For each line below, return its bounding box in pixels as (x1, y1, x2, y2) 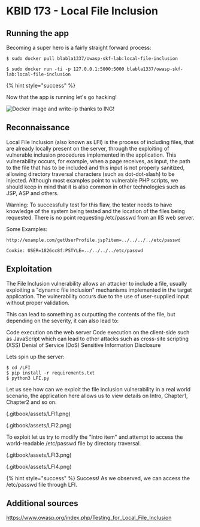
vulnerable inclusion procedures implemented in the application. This (6, 151, 177, 158)
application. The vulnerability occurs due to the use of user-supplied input (6, 292, 189, 300)
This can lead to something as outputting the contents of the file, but (6, 310, 175, 318)
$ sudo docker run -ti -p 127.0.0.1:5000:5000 (6, 66, 125, 72)
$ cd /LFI (6, 364, 31, 370)
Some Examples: (6, 225, 48, 232)
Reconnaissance (6, 122, 70, 133)
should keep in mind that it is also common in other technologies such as (6, 183, 186, 190)
